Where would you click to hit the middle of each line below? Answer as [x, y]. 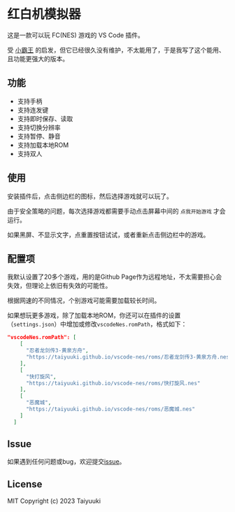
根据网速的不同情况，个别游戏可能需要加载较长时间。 [84, 300]
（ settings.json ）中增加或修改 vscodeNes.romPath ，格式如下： [97, 324]
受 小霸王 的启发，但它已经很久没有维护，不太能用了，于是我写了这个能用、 [116, 50]
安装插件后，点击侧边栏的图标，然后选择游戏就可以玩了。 [90, 196]
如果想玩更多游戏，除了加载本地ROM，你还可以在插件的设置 [94, 315]
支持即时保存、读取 [45, 118]
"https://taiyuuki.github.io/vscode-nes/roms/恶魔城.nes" [111, 409]
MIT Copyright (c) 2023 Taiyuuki [54, 501]
